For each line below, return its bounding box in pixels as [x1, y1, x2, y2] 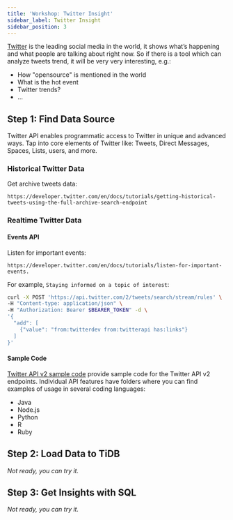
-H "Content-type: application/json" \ [7, 300, 123, 307]
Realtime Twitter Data [7, 216, 82, 225]
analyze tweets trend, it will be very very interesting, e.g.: [7, 57, 172, 66]
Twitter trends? [17, 85, 61, 94]
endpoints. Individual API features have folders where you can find [7, 377, 198, 385]
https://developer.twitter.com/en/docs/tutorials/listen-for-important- [7, 262, 223, 269]
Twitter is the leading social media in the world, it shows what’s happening [7, 43, 220, 51]
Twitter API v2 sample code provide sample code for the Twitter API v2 [7, 369, 211, 378]
